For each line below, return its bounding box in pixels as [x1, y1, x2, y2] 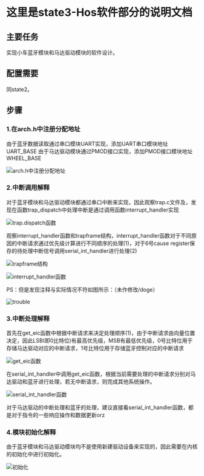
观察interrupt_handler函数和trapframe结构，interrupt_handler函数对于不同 [6, 232, 192, 239]
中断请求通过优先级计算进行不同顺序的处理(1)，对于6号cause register [16, 240, 190, 247]
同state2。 [6, 86, 33, 93]
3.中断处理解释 [6, 314, 50, 323]
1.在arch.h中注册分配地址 [6, 125, 81, 134]
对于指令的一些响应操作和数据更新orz [11, 412, 105, 419]
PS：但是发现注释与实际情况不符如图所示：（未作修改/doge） [6, 286, 158, 293]
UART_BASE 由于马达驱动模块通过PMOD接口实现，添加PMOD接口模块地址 [6, 147, 193, 155]
